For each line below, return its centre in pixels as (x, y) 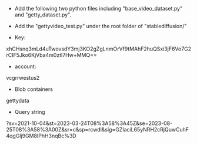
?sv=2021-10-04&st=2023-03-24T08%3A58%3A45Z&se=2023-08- (89, 123)
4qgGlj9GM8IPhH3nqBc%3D (41, 136)
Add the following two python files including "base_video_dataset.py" (98, 9)
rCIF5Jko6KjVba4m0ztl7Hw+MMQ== (51, 55)
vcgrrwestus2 (23, 78)
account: (25, 66)
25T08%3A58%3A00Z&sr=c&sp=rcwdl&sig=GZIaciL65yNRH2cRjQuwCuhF (98, 129)
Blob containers (34, 89)
